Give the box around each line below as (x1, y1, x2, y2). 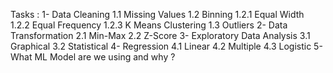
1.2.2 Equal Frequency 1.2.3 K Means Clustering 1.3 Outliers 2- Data (10, 19, 288, 31)
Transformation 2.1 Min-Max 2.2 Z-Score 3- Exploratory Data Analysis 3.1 (10, 30, 311, 41)
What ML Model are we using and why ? (10, 51, 176, 63)
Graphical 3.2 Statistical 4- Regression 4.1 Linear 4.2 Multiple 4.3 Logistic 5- (10, 40, 323, 52)
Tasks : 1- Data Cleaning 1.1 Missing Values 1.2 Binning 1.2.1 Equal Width (10, 9, 305, 20)
